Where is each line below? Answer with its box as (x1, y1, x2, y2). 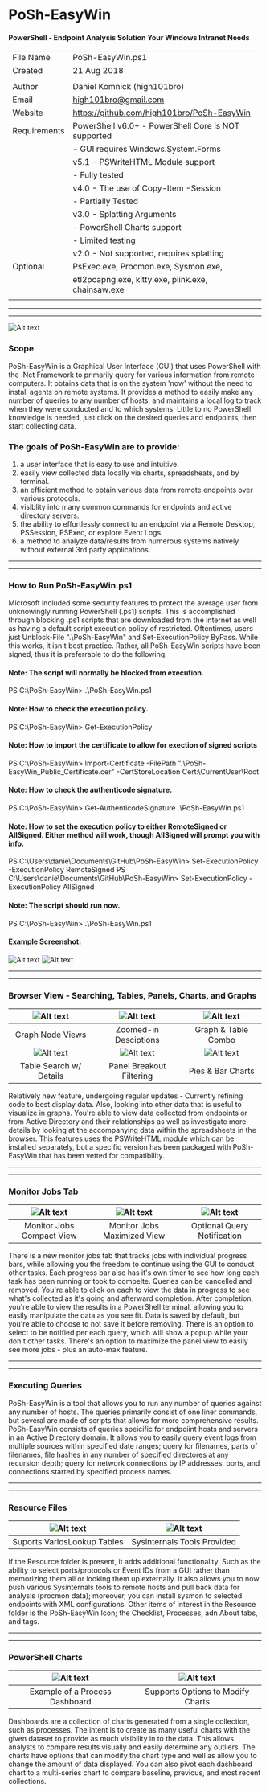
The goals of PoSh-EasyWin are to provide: (8, 441, 180, 452)
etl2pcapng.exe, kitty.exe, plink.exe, (72, 274, 208, 285)
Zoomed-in (115, 1024, 159, 1035)
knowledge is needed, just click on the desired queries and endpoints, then (8, 412, 257, 422)
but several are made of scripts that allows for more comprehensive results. (8, 1415, 259, 1425)
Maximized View (103, 1230, 166, 1241)
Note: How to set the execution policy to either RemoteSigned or (8, 822, 227, 831)
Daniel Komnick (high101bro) (72, 81, 185, 92)
